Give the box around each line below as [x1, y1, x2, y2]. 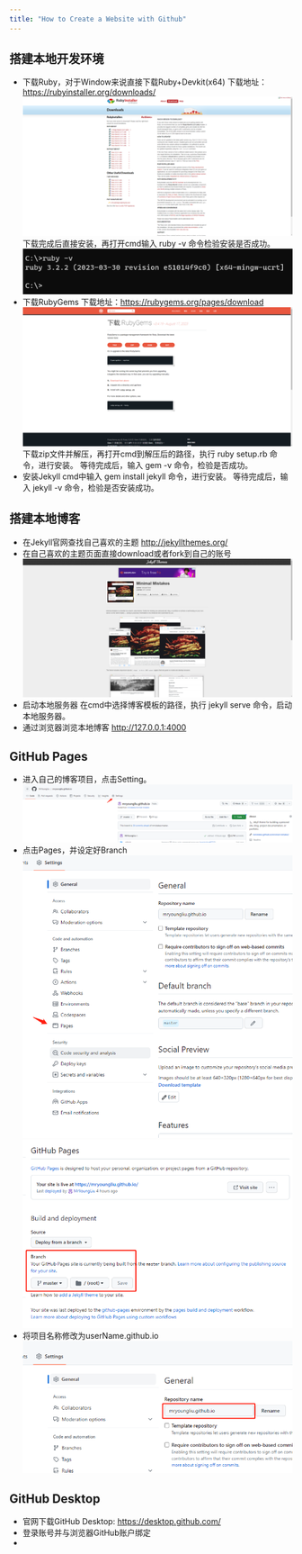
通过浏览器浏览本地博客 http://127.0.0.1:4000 [22, 722, 187, 733]
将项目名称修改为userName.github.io [22, 1331, 159, 1342]
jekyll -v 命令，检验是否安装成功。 [32, 482, 159, 492]
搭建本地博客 [9, 511, 81, 527]
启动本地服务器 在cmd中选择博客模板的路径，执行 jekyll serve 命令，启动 [22, 700, 293, 710]
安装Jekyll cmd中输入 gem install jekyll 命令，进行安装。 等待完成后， [22, 471, 281, 482]
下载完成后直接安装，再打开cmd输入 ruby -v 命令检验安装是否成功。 [22, 239, 276, 249]
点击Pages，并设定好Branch [22, 845, 128, 855]
